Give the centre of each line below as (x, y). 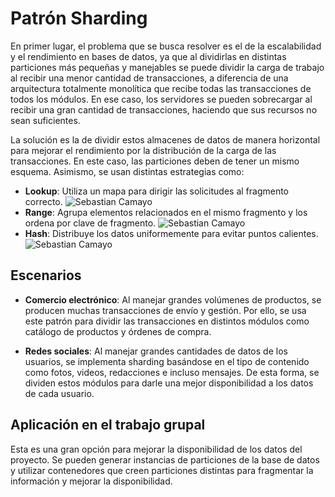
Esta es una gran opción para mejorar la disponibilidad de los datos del (156, 449)
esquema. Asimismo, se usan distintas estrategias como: (127, 171)
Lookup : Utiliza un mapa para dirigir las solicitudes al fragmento (156, 191)
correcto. (43, 201)
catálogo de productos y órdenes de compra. (118, 331)
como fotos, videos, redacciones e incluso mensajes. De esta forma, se (172, 372)
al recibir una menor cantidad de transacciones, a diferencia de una (149, 78)
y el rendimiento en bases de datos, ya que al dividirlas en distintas (148, 56)
